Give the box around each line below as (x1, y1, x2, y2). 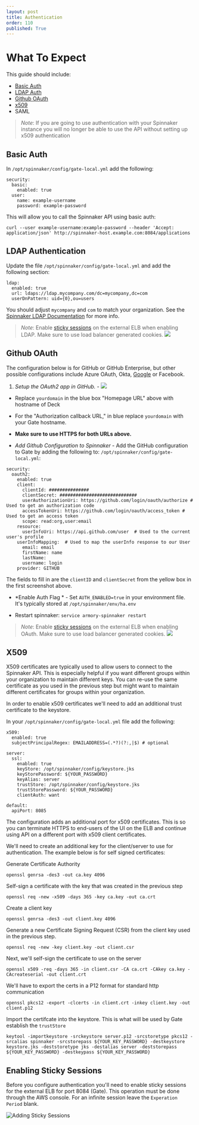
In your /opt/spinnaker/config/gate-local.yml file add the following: (6, 718, 175, 725)
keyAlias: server (17, 776, 60, 782)
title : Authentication (6, 14, 63, 20)
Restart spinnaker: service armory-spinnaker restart (14, 611, 147, 618)
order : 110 (6, 20, 33, 26)
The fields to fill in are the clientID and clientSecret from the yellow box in (6, 575, 192, 582)
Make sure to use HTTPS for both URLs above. (14, 430, 132, 437)
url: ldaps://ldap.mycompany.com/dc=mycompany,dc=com (11, 290, 148, 296)
